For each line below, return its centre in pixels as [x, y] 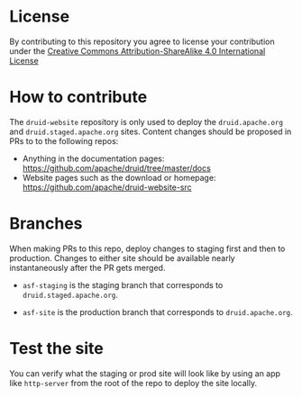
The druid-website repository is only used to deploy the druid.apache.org [146, 122]
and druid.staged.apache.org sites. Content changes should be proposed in [151, 131]
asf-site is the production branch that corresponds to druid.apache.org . [157, 311]
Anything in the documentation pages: [93, 158]
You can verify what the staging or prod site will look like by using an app [145, 373]
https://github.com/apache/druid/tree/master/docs [117, 167]
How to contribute [78, 97]
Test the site [56, 348]
